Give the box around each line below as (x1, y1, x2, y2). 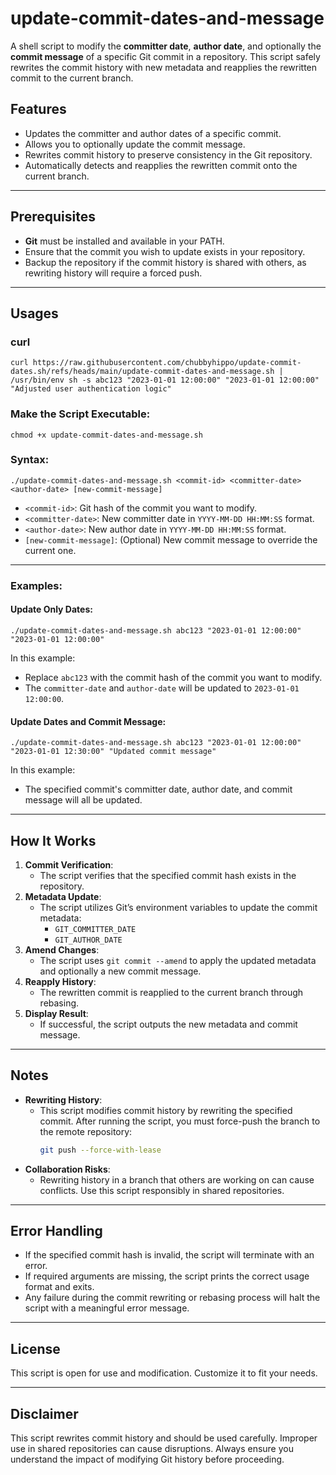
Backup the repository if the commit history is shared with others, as (24, 256, 307, 268)
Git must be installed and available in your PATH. (24, 235, 225, 247)
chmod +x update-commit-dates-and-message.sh (10, 430, 203, 440)
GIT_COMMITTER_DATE (54, 924, 137, 934)
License (10, 1340, 61, 1357)
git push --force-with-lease (39, 1145, 162, 1155)
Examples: (10, 578, 63, 592)
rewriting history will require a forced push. (24, 267, 203, 279)
